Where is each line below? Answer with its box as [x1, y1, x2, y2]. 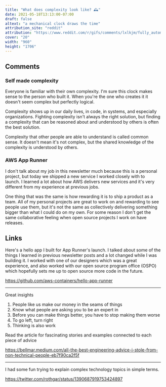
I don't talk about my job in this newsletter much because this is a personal [5, 168, 157, 174]
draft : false [5, 16, 32, 21]
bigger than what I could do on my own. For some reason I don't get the [5, 209, 151, 215]
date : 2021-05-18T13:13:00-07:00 [5, 12, 74, 17]
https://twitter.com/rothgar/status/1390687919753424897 [5, 376, 123, 382]
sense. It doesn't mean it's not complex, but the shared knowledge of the [5, 139, 154, 145]
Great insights [5, 292, 34, 298]
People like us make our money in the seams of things [12, 301, 123, 307]
